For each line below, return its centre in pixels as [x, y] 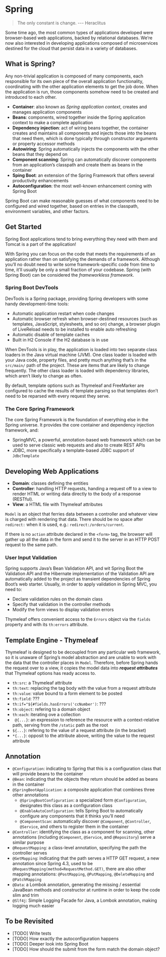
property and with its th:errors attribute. [47, 625]
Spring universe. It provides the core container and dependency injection [80, 425]
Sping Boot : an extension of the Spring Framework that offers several [83, 175]
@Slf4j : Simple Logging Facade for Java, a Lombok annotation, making [85, 900]
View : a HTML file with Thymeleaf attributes [57, 504]
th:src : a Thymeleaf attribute [42, 683]
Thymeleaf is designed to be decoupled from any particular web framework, [83, 652]
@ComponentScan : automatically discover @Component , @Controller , [85, 821]
